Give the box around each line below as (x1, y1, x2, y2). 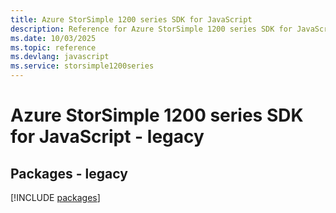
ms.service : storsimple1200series (10, 61, 155, 71)
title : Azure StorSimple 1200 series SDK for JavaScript (10, 14, 253, 25)
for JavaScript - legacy (10, 126, 205, 148)
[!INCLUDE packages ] (10, 192, 101, 203)
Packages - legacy (10, 165, 128, 182)
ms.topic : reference (10, 42, 97, 53)
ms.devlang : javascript (10, 52, 110, 62)
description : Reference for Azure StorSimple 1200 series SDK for (10, 24, 293, 34)
